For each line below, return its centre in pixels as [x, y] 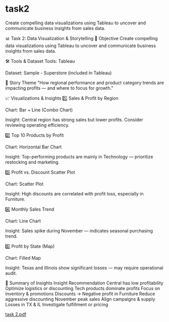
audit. [11, 273]
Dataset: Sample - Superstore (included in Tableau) [59, 73]
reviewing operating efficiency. [37, 125]
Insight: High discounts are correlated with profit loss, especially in [74, 193]
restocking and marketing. [32, 162]
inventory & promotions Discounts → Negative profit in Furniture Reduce [80, 294]
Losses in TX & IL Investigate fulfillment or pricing [57, 304]
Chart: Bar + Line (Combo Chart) [39, 110]
